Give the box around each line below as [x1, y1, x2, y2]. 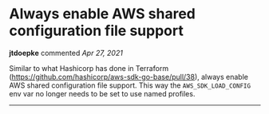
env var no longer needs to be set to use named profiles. [9, 88, 196, 98]
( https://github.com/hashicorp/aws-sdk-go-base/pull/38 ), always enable [9, 72, 248, 81]
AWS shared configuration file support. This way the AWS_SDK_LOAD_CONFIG [9, 81, 251, 90]
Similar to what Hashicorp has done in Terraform [9, 63, 169, 73]
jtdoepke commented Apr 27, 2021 [9, 48, 123, 57]
